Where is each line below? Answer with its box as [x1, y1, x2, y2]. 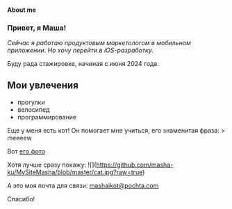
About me [7, 6, 37, 14]
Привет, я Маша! [7, 23, 67, 33]
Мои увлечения [7, 80, 78, 92]
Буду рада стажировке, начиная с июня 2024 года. [7, 59, 160, 67]
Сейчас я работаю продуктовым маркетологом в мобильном [7, 38, 191, 47]
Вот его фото [7, 147, 46, 156]
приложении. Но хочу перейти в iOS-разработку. [7, 46, 154, 54]
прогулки [17, 98, 45, 106]
